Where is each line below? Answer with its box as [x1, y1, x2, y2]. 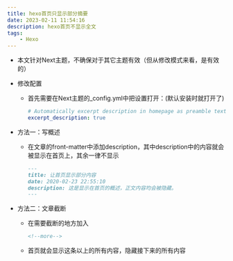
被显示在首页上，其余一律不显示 [27, 151, 119, 160]
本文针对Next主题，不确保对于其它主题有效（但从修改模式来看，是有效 [17, 56, 220, 65]
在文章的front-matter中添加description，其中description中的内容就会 [27, 142, 225, 151]
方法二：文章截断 [17, 204, 67, 212]
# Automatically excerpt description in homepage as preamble [27, 108, 212, 115]
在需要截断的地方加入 [27, 219, 89, 228]
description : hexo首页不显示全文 [7, 23, 96, 30]
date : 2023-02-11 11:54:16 [7, 17, 85, 24]
